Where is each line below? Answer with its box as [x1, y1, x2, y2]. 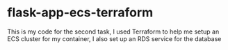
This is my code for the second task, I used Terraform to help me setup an [7, 27, 220, 36]
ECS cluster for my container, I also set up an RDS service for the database [7, 34, 222, 42]
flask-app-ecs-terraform [7, 5, 154, 21]
